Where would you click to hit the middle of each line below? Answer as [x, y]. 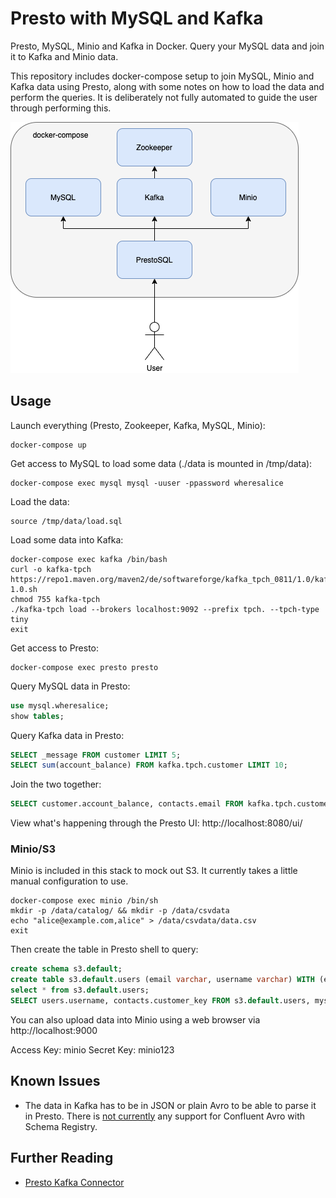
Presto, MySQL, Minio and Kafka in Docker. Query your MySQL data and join [167, 46]
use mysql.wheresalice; [60, 705]
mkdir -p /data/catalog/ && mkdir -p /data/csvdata [120, 911]
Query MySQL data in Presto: [70, 686]
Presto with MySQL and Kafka [137, 18]
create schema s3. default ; [66, 969]
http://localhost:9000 [54, 1030]
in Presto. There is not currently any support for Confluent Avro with [165, 1116]
